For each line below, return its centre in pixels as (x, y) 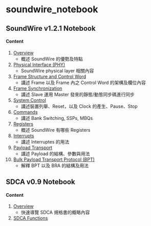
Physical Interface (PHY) (39, 65)
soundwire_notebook (52, 9)
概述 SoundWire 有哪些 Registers (56, 130)
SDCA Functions (30, 218)
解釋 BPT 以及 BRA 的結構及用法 (55, 166)
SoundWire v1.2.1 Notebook (51, 28)
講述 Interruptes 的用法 (45, 141)
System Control (30, 100)
